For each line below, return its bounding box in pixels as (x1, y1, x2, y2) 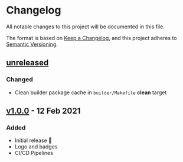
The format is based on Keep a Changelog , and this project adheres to (6, 34, 177, 41)
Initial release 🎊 (14, 137, 52, 144)
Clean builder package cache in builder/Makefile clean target (14, 89, 167, 96)
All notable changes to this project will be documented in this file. (6, 23, 165, 30)
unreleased (6, 58, 49, 68)
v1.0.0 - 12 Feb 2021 (6, 106, 81, 116)
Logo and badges (14, 143, 58, 150)
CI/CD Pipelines (14, 150, 53, 157)
